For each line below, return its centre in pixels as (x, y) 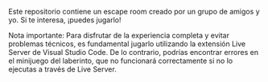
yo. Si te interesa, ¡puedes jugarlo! (65, 20)
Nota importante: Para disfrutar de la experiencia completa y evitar (119, 35)
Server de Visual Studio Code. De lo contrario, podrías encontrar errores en (134, 52)
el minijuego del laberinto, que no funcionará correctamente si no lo (121, 61)
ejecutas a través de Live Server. (62, 69)
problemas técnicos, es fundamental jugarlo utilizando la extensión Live (127, 44)
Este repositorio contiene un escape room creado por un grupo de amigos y (134, 12)
